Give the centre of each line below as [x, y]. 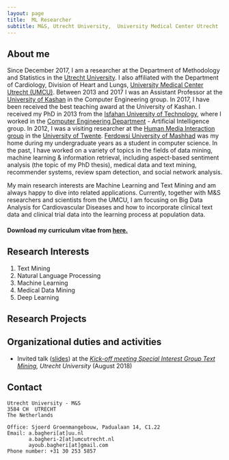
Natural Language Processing [59, 275]
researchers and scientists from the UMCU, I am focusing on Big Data [105, 200]
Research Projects [47, 319]
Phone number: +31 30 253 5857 [52, 451]
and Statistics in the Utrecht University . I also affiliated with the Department [113, 78]
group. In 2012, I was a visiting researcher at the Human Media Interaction [111, 129]
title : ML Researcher [39, 20]
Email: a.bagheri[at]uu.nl [45, 433]
